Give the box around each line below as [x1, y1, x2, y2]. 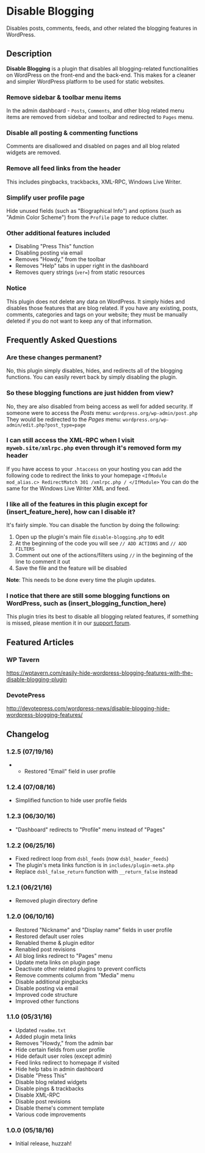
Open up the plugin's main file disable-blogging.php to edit [15, 533, 165, 541]
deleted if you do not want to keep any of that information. [6, 317, 153, 325]
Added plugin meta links [15, 1033, 76, 1040]
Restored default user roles [15, 932, 84, 940]
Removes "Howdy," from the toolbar [15, 256, 106, 263]
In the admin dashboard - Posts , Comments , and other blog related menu [6, 107, 184, 114]
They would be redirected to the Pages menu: [6, 415, 122, 423]
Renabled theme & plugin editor [15, 939, 95, 946]
